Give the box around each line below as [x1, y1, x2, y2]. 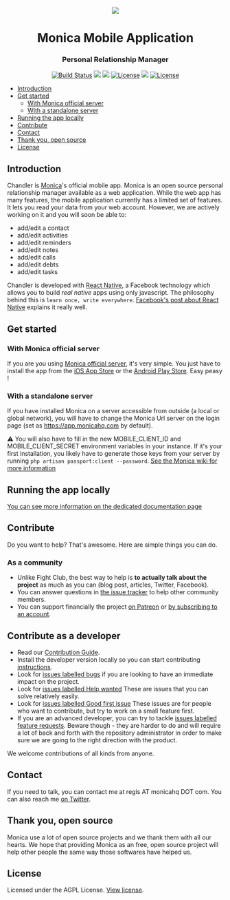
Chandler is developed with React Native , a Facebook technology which [7, 281, 211, 289]
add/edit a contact [16, 224, 70, 232]
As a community [7, 558, 63, 567]
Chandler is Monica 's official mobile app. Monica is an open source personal [7, 181, 224, 189]
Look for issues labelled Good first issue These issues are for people [16, 700, 211, 708]
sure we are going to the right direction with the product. [16, 736, 177, 744]
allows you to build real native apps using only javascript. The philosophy [7, 289, 215, 297]
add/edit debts [16, 260, 59, 269]
